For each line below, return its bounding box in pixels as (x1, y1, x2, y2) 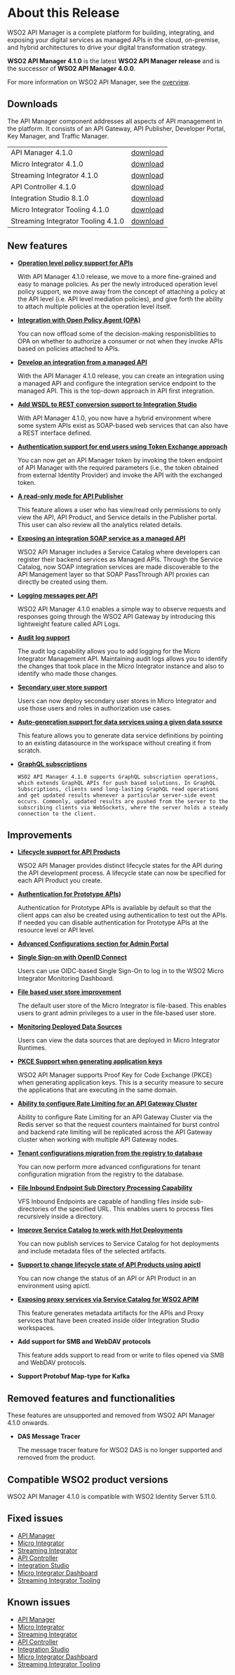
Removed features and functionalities (7, 1393, 175, 1404)
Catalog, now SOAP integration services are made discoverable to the (17, 562, 220, 571)
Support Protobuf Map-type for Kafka (17, 1372, 130, 1381)
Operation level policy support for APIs (17, 259, 133, 267)
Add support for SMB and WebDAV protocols (17, 1337, 152, 1346)
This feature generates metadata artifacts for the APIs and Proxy (17, 1309, 204, 1317)
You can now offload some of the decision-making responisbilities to (17, 329, 216, 338)
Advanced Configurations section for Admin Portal (17, 939, 169, 948)
